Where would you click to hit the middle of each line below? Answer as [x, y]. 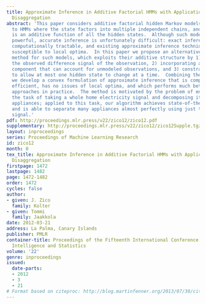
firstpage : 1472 [27, 166]
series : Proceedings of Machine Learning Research [72, 138]
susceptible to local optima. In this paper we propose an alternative [107, 52]
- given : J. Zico [29, 200]
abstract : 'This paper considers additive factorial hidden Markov [94, 23]
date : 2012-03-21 [29, 223]
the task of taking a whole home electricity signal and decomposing [102, 97]
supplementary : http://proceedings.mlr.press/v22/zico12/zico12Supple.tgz [104, 126]
